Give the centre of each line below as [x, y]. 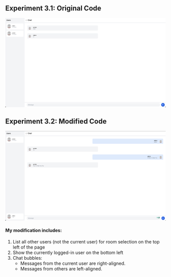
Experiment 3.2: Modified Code [56, 121]
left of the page [29, 247]
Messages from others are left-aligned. [61, 268]
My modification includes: [34, 230]
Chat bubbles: [27, 258]
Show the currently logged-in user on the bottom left [68, 252]
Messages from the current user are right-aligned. [73, 263]
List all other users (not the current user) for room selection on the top [86, 241]
